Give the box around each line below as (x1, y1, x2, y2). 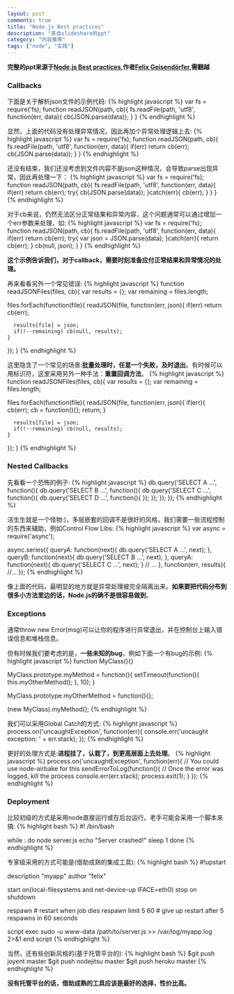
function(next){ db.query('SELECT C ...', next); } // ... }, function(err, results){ (7, 560, 226, 568)
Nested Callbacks (7, 461, 68, 471)
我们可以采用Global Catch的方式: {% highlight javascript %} (7, 719, 178, 728)
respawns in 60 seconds (7, 914, 78, 923)
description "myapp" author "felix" (7, 872, 107, 881)
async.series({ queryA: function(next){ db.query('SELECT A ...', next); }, (7, 545, 212, 554)
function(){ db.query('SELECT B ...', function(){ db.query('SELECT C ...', (7, 486, 211, 494)
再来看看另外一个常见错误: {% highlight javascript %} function (7, 280, 185, 288)
